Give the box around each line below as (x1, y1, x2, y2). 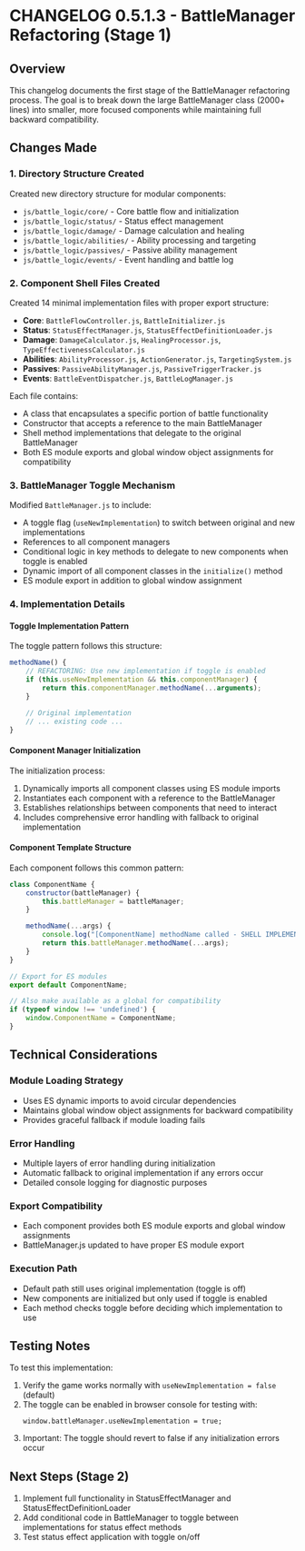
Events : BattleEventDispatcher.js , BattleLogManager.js (22, 373, 234, 383)
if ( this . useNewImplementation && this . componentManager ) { (25, 675, 258, 684)
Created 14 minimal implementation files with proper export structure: (9, 297, 270, 308)
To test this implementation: (9, 1362, 113, 1373)
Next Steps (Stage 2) (9, 1468, 130, 1484)
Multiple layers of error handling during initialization (22, 1158, 216, 1168)
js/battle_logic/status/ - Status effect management (22, 215, 224, 226)
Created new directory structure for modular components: (9, 188, 227, 199)
